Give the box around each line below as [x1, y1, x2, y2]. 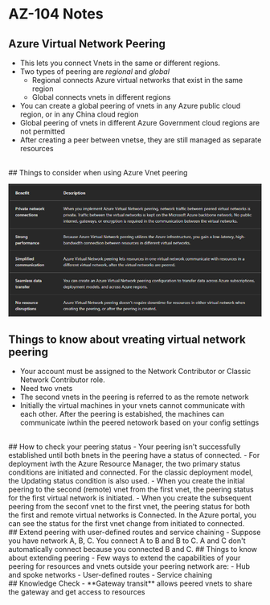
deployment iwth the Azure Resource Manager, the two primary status [8, 459, 241, 469]
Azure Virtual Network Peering [8, 37, 166, 51]
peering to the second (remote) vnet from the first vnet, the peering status [8, 484, 255, 495]
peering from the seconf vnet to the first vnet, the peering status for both [8, 502, 251, 512]
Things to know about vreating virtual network [8, 332, 247, 346]
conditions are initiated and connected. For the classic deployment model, [8, 467, 253, 477]
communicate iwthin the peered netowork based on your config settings [19, 418, 260, 427]
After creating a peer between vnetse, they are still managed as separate [19, 135, 262, 145]
